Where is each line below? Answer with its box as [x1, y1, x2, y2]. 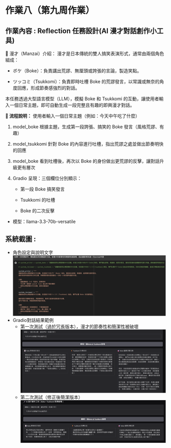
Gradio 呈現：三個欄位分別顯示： [12, 175, 82, 181]
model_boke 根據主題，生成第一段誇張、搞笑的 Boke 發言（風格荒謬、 [12, 124, 160, 130]
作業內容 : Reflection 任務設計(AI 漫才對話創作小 [5, 26, 157, 35]
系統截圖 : [5, 235, 36, 243]
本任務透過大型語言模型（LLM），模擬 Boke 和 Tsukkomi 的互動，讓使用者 [5, 96, 159, 102]
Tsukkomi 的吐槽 [20, 197, 55, 203]
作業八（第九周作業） [5, 5, 95, 16]
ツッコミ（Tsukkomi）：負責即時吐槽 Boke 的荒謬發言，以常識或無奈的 [12, 78, 160, 85]
